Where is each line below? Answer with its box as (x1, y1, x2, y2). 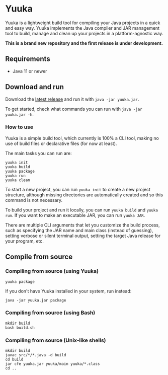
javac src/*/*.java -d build (5, 353, 66, 358)
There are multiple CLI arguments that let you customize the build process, (5, 222, 160, 228)
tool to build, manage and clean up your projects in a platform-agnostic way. (5, 30, 163, 36)
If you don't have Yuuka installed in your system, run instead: (5, 288, 132, 294)
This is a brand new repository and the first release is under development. (5, 40, 163, 46)
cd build (5, 357, 24, 362)
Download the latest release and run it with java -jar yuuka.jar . (5, 96, 139, 102)
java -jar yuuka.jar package (5, 297, 66, 303)
